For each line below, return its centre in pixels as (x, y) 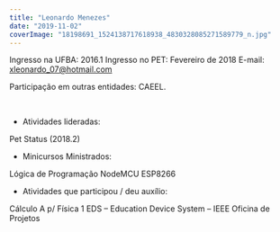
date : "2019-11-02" (46, 26)
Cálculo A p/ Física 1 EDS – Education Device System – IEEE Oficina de (140, 209)
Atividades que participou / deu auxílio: (95, 192)
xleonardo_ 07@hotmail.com (61, 69)
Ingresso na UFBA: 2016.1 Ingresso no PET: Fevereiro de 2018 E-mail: (137, 60)
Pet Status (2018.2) (45, 139)
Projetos (25, 219)
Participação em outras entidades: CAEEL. (88, 87)
